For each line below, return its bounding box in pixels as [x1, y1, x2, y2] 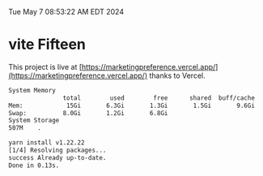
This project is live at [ [8, 62, 83, 71]
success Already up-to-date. [8, 153, 107, 161]
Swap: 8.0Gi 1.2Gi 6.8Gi [8, 109, 168, 117]
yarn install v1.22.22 [8, 139, 85, 147]
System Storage [8, 117, 60, 125]
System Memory [8, 86, 57, 94]
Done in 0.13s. [8, 161, 60, 170]
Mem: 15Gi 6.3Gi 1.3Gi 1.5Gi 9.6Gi [8, 101, 255, 109]
